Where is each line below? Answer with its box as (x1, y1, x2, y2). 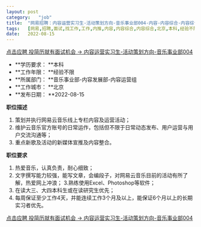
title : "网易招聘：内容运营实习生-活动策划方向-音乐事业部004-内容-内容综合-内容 (6, 20, 190, 26)
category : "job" (6, 14, 52, 20)
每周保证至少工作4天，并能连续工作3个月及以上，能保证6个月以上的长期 (14, 194, 193, 201)
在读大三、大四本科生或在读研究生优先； (14, 187, 115, 194)
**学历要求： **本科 (14, 61, 64, 68)
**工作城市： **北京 (14, 83, 64, 90)
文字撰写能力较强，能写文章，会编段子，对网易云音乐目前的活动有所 (14, 172, 183, 179)
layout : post (6, 8, 39, 15)
